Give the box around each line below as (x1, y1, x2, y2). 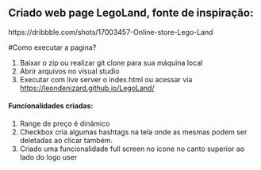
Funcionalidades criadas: (8, 101, 94, 111)
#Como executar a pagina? (8, 43, 97, 52)
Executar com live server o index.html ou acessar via (19, 74, 193, 84)
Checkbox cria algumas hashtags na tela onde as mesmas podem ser (19, 127, 248, 137)
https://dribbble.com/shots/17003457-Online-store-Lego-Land (8, 27, 213, 36)
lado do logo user (19, 153, 78, 162)
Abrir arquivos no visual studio (19, 66, 120, 76)
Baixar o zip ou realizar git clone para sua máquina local (19, 58, 203, 67)
